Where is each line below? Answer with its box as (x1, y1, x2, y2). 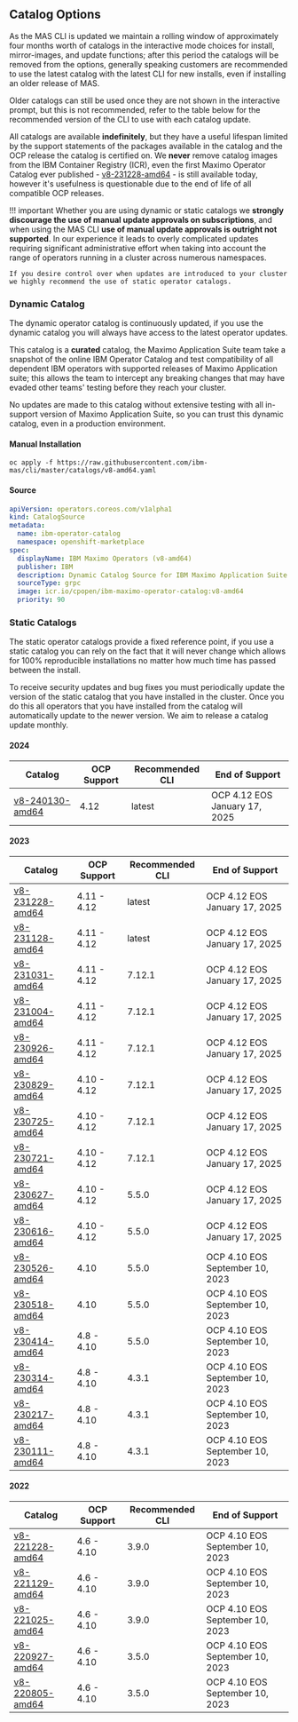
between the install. (9, 665, 82, 676)
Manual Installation (9, 439, 82, 449)
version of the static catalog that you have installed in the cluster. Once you (9, 692, 285, 702)
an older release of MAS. (9, 77, 100, 88)
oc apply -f (9, 458, 53, 467)
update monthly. (9, 719, 69, 731)
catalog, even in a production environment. (9, 418, 167, 429)
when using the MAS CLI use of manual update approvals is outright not (9, 224, 278, 234)
